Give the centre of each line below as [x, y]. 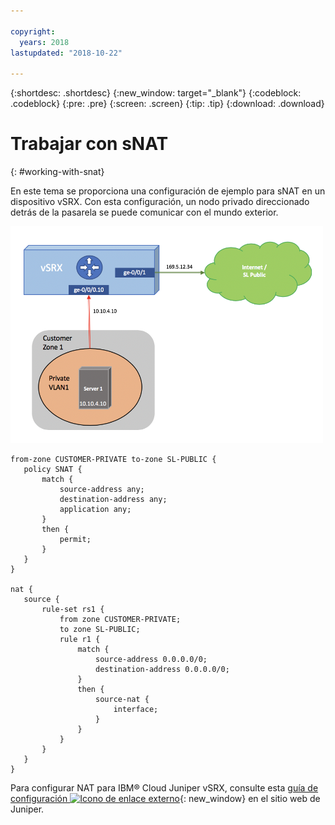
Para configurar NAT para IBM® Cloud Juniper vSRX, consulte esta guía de [164, 788]
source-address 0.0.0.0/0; [151, 660]
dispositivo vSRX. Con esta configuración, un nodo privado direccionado [160, 202]
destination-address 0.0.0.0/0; [162, 670]
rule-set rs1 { [73, 610]
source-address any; [102, 490]
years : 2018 [44, 42]
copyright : [33, 31]
